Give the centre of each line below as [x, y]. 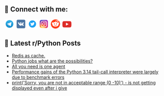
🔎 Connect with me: [36, 9]
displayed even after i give [39, 88]
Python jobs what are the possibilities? [52, 61]
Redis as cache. [28, 55]
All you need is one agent [38, 66]
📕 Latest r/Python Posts [43, 43]
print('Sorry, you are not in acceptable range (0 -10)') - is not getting [84, 82]
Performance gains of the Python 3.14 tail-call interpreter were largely [85, 72]
